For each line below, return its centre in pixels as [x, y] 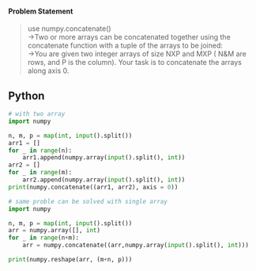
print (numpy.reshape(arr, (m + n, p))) [70, 260]
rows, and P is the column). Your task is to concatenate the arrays [135, 63]
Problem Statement [41, 11]
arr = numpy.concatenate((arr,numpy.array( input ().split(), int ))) [136, 246]
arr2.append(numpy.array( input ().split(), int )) [104, 180]
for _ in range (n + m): [44, 238]
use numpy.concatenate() [70, 29]
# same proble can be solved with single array [88, 201]
